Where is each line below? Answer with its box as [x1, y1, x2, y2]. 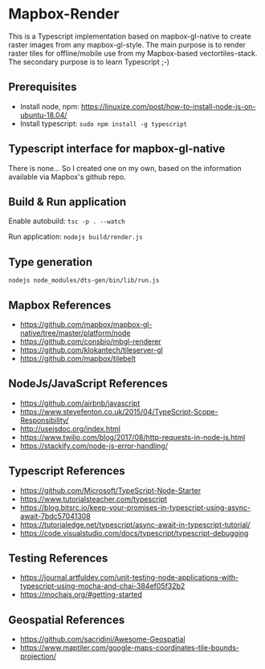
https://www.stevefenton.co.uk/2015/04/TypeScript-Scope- [19, 406, 218, 416]
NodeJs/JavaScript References [8, 377, 169, 390]
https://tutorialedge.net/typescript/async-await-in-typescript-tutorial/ [19, 520, 251, 529]
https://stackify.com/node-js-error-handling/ [19, 441, 169, 451]
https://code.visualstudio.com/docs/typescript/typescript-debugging [19, 528, 249, 538]
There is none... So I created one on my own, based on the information [8, 163, 243, 173]
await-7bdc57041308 [19, 511, 91, 520]
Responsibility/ [19, 415, 69, 425]
